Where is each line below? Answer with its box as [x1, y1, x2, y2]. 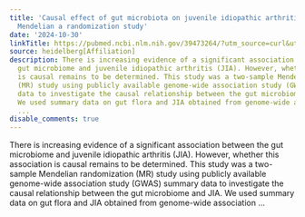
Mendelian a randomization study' [17, 22, 148, 31]
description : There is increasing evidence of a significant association [9, 55, 295, 64]
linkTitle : [9, 38, 51, 48]
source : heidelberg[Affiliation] [9, 47, 136, 56]
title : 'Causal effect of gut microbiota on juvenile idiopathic [9, 13, 261, 23]
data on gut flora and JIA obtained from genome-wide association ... [9, 197, 266, 209]
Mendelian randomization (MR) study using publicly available [38, 169, 267, 180]
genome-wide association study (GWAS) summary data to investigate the [9, 178, 284, 189]
